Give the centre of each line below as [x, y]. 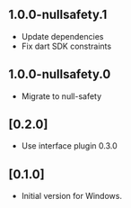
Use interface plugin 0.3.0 [69, 146]
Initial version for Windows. [72, 196]
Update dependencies [62, 36]
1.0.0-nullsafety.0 [60, 74]
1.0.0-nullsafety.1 [58, 15]
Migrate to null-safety [61, 96]
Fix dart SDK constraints [66, 46]
